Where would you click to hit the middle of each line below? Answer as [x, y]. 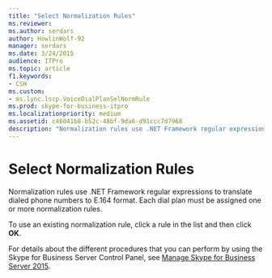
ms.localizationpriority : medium [65, 114]
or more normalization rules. [55, 208]
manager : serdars [38, 46]
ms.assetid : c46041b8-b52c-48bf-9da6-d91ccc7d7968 [96, 122]
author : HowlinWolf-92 [47, 38]
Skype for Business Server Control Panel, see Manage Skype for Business [132, 257]
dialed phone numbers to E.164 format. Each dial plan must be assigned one [135, 200]
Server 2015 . [30, 266]
